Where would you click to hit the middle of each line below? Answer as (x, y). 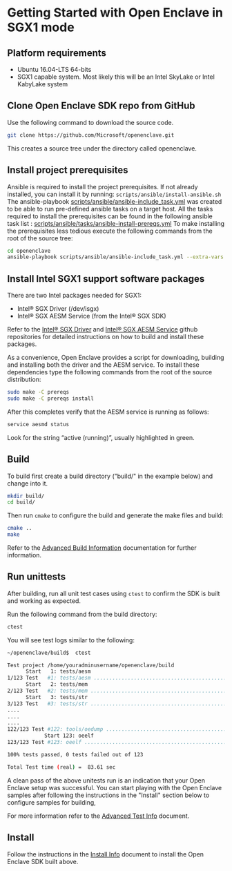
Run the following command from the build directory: (82, 614)
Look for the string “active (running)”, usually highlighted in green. (101, 437)
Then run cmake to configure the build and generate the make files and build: (115, 515)
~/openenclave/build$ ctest (49, 653)
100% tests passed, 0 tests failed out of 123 (75, 754)
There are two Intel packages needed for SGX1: (74, 296)
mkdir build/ (26, 496)
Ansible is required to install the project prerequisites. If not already (103, 186)
